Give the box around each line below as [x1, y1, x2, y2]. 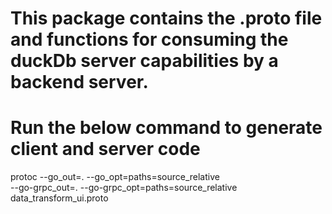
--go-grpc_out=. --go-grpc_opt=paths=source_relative [10, 182, 238, 194]
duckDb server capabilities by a [10, 50, 279, 72]
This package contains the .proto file [10, 7, 323, 30]
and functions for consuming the [10, 28, 289, 51]
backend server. [10, 71, 149, 94]
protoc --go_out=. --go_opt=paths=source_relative [10, 171, 220, 183]
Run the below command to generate [10, 117, 323, 139]
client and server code [10, 138, 201, 161]
